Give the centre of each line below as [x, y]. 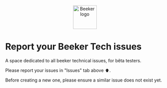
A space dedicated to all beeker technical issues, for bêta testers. [73, 60]
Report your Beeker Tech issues [74, 47]
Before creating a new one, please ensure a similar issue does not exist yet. [84, 80]
